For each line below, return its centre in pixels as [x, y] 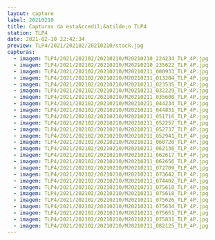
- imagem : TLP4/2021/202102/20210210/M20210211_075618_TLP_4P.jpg [111, 194]
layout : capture [30, 13]
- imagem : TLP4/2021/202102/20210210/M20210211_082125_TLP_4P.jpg [111, 225]
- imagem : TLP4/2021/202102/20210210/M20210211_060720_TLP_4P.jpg [111, 142]
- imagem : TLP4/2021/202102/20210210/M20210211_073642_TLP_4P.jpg [111, 174]
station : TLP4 [28, 33]
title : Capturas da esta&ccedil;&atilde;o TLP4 [77, 26]
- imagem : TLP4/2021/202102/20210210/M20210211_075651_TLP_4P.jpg [111, 213]
